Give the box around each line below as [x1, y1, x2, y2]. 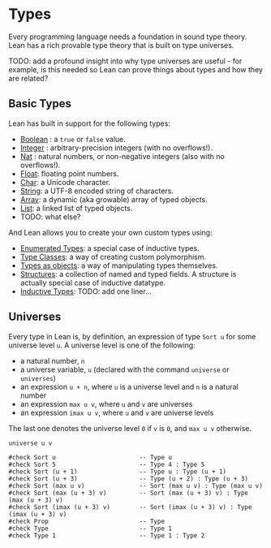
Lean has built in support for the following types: [8, 119, 170, 128]
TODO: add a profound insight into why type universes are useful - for [8, 56, 243, 66]
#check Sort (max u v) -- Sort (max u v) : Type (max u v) [8, 481, 264, 490]
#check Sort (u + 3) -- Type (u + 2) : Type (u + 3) [8, 474, 249, 483]
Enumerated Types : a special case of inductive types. [19, 243, 200, 252]
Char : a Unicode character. [19, 177, 111, 187]
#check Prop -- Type [8, 517, 165, 525]
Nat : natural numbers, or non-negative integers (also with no [19, 151, 225, 161]
